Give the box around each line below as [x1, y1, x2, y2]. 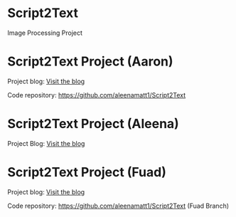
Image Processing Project [7, 28, 83, 37]
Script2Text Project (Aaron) [7, 53, 173, 70]
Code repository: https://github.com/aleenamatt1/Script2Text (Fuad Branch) [7, 201, 230, 210]
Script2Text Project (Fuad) [7, 164, 167, 180]
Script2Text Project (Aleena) [7, 116, 179, 132]
